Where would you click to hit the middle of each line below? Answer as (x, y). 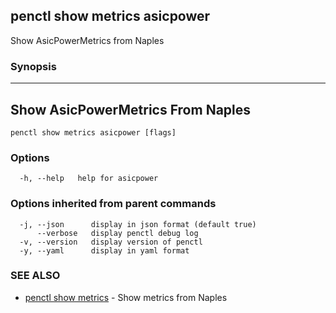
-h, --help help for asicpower (89, 179)
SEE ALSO (35, 276)
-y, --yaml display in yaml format (104, 250)
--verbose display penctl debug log (117, 233)
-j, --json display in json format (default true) (138, 224)
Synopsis (33, 66)
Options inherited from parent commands (113, 204)
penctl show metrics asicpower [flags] (93, 132)
